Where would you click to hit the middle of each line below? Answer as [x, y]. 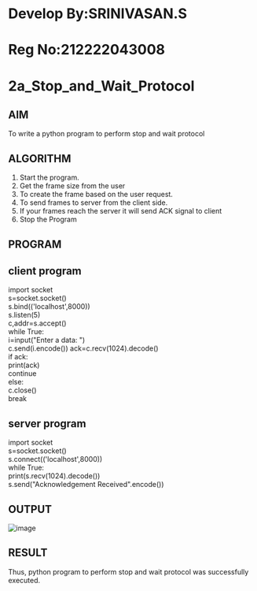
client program [45, 271]
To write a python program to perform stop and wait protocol [106, 134]
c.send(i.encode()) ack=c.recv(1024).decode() [83, 348]
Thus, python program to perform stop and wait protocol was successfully [128, 571]
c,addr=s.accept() [37, 323]
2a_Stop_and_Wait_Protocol [101, 85]
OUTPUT [30, 509]
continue [22, 374]
